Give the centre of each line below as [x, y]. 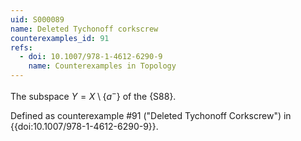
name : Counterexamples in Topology [102, 66]
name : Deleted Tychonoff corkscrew [84, 29]
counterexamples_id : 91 [60, 38]
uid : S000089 [37, 19]
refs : [21, 47]
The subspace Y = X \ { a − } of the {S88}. [93, 95]
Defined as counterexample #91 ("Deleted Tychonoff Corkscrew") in [151, 115]
